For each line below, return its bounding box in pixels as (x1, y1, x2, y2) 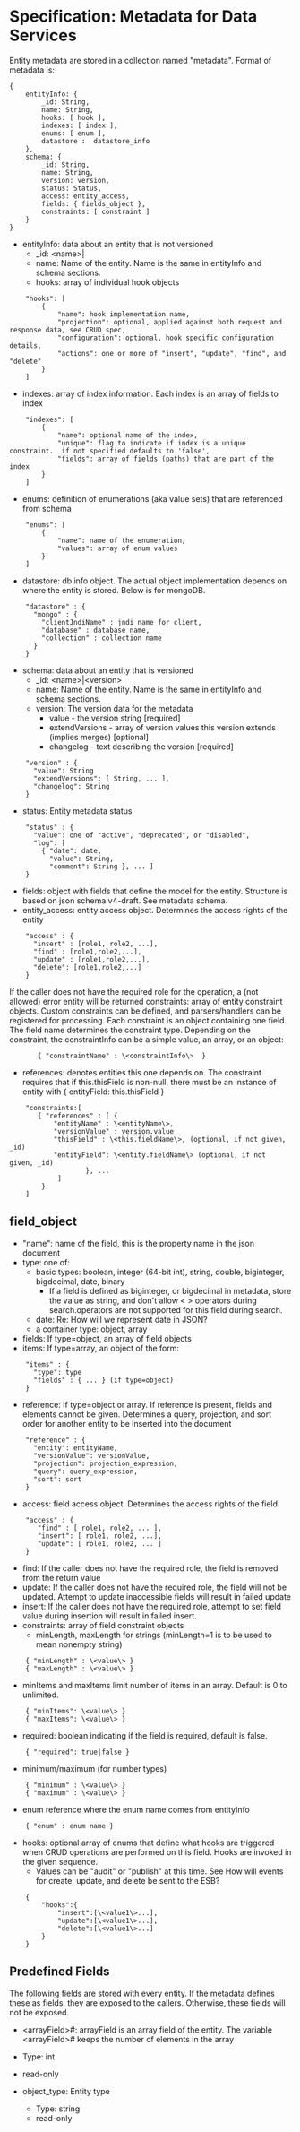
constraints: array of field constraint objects (21, 1619, 184, 1630)
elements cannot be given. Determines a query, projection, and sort (21, 1409, 272, 1420)
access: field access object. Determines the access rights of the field (21, 1498, 279, 1509)
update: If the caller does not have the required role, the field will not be (21, 1582, 287, 1593)
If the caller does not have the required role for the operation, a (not (9, 986, 259, 997)
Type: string (35, 2103, 81, 2114)
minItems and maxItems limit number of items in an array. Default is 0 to (21, 1679, 288, 1690)
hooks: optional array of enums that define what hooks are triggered (21, 1837, 275, 1848)
